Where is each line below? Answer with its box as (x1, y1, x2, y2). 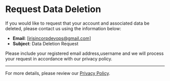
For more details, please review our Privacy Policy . (5, 70, 110, 76)
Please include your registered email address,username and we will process (5, 50, 164, 56)
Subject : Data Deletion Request (12, 40, 78, 46)
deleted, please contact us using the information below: (5, 25, 121, 31)
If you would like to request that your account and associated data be (5, 20, 150, 26)
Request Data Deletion (5, 4, 101, 15)
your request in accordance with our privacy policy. (5, 55, 113, 61)
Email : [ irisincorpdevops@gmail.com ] (12, 35, 91, 41)
